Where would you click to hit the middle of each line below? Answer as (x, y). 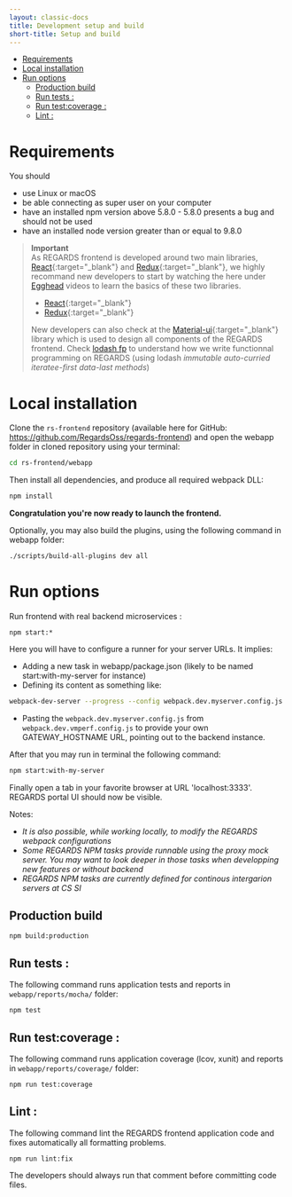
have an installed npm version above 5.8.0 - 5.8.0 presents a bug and (148, 212)
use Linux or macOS (59, 193)
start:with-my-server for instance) (84, 675)
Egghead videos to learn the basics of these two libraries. (136, 286)
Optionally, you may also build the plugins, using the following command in (145, 530)
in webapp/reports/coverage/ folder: (74, 1068)
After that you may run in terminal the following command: (115, 754)
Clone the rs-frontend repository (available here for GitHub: (118, 428)
